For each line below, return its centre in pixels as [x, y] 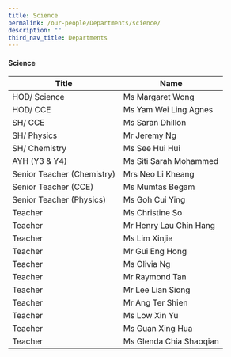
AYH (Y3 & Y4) [40, 161]
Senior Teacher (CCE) [53, 187]
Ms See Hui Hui [151, 149]
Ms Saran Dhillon [155, 123]
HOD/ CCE [32, 110]
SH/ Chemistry [40, 149]
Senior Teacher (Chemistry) [64, 174]
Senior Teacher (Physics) [59, 200]
